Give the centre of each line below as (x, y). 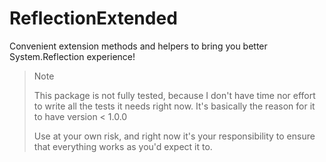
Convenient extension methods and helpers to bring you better (138, 46)
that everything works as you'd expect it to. (123, 146)
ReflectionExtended (93, 18)
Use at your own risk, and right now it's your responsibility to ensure (174, 136)
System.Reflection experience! (72, 56)
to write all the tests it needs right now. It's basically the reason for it (174, 106)
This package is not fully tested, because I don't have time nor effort (174, 95)
